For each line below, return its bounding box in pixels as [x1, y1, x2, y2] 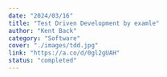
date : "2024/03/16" [8, 11, 74, 20]
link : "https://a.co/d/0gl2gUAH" [8, 49, 120, 57]
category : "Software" [8, 34, 81, 43]
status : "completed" [8, 57, 78, 65]
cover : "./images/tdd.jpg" [8, 42, 99, 50]
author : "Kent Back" [8, 26, 78, 34]
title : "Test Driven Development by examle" [8, 19, 160, 27]
